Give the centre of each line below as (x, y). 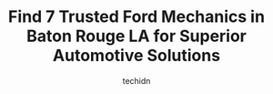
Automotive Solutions (136, 56)
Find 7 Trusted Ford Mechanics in (136, 17)
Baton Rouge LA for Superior (136, 36)
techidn (136, 80)
